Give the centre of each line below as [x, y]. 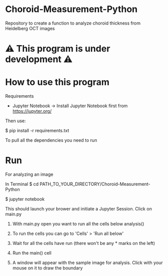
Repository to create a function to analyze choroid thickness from [73, 23]
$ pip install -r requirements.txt [37, 131]
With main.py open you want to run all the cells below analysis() [78, 224]
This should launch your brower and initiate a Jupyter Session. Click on [78, 209]
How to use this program [57, 82]
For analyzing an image [29, 174]
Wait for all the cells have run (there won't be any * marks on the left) [84, 243]
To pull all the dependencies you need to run [51, 140]
